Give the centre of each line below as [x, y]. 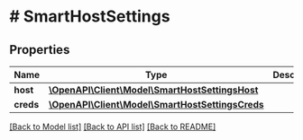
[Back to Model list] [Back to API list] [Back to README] [113, 127]
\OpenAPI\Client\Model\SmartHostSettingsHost [153, 90]
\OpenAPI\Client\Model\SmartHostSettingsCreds [156, 105]
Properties [40, 50]
